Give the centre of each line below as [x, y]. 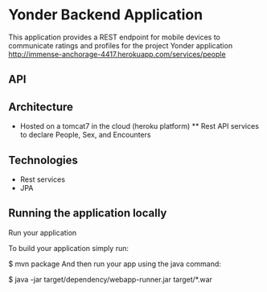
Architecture [41, 107]
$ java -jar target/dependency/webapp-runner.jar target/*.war [111, 279]
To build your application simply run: [68, 248]
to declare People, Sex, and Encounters [85, 135]
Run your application [43, 232]
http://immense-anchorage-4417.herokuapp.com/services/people [117, 54]
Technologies [43, 160]
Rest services [43, 179]
